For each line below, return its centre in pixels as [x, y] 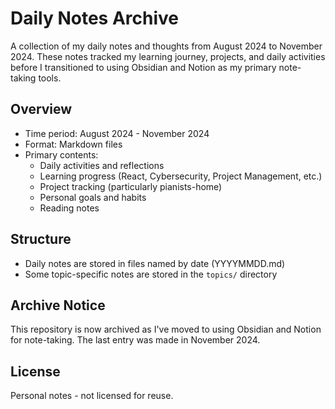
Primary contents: [61, 154]
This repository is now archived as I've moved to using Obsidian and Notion [166, 329]
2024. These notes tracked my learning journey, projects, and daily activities [168, 56]
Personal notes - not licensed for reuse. [92, 396]
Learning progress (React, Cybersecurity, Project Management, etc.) [181, 176]
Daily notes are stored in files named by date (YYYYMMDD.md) [155, 263]
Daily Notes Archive [94, 18]
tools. [50, 78]
